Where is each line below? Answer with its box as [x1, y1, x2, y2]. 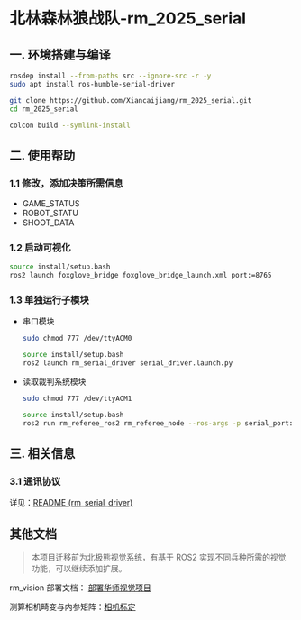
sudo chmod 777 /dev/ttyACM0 [22, 334, 132, 343]
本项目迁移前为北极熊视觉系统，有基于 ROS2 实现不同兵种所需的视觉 [31, 552, 287, 563]
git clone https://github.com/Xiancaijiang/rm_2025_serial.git [9, 96, 252, 105]
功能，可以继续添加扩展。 [31, 563, 127, 574]
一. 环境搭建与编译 [9, 47, 111, 62]
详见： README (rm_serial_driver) [9, 497, 133, 508]
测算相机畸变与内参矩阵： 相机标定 [9, 601, 136, 613]
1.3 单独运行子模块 [9, 294, 90, 306]
